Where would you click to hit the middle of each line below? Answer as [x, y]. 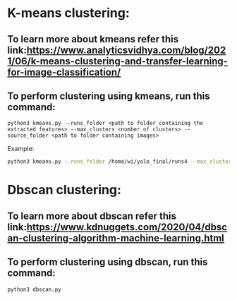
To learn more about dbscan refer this [92, 216]
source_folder [28, 136]
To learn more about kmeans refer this [93, 39]
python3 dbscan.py [34, 289]
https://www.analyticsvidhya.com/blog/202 [126, 50]
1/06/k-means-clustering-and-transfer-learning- [117, 61]
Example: [21, 149]
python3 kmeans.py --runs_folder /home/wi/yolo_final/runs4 [98, 162]
